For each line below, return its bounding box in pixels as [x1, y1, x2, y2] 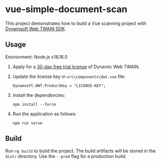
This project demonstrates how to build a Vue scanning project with [5, 20, 147, 26]
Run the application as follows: [12, 110, 77, 117]
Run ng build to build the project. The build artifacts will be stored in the [5, 148, 156, 154]
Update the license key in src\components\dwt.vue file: [12, 73, 126, 79]
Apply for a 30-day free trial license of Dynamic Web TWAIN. [12, 63, 140, 69]
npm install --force [12, 102, 56, 107]
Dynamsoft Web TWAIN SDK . [5, 25, 66, 31]
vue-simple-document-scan [5, 4, 128, 15]
